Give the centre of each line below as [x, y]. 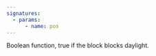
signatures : [23, 13]
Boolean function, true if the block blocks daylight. [78, 46]
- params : [26, 20]
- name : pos [42, 26]
